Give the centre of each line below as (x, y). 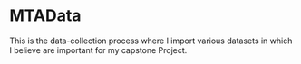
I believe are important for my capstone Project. (98, 50)
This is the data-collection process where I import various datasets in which (151, 41)
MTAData (45, 16)
